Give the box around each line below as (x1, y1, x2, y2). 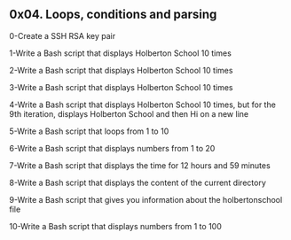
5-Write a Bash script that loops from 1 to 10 (9, 126, 169, 136)
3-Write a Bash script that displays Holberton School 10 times (9, 81, 233, 92)
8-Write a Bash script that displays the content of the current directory (9, 177, 266, 188)
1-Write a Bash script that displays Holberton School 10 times (9, 48, 232, 58)
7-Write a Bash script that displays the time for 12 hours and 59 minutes (9, 159, 271, 171)
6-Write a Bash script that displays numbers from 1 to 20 (9, 143, 216, 153)
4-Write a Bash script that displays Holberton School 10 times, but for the (9, 99, 277, 110)
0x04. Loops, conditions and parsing (9, 7, 217, 22)
